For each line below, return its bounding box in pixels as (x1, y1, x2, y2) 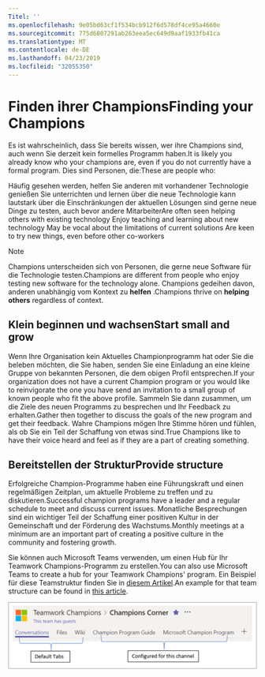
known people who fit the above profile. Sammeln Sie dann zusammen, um (8, 393, 252, 402)
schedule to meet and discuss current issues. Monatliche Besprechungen (8, 504, 248, 514)
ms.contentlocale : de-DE (8, 46, 90, 54)
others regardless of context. (8, 295, 104, 305)
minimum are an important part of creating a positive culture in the (8, 529, 224, 539)
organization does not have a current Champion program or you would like (8, 376, 250, 386)
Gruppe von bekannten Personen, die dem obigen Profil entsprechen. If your (8, 368, 255, 378)
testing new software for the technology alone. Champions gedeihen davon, (8, 279, 255, 288)
